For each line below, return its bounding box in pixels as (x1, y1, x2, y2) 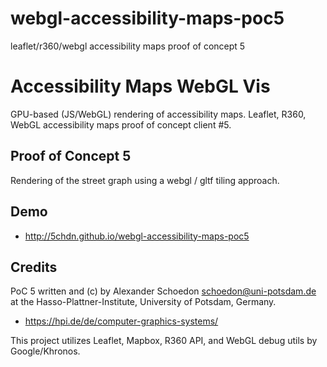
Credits (10, 258, 58, 276)
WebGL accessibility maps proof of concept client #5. (10, 118, 232, 131)
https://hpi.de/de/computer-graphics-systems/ (24, 315, 219, 327)
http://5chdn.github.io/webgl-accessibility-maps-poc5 (24, 230, 250, 242)
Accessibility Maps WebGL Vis (10, 75, 271, 98)
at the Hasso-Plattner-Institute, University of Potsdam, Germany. (10, 296, 277, 308)
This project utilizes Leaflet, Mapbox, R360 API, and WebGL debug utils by (10, 335, 318, 347)
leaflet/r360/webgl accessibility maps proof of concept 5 (10, 40, 246, 52)
